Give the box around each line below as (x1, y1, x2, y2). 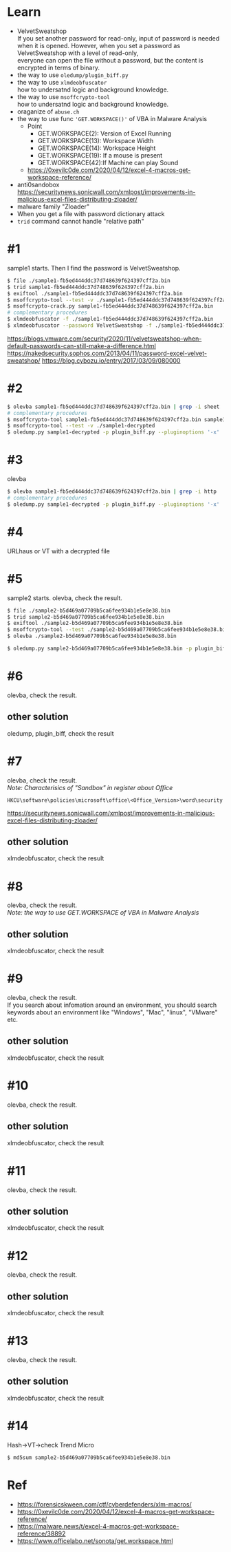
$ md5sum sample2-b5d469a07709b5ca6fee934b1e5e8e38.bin (7, 1454, 170, 1461)
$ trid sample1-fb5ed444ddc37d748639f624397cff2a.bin (7, 284, 165, 290)
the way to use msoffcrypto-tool (16, 92, 110, 100)
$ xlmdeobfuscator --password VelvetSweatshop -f (7, 322, 153, 329)
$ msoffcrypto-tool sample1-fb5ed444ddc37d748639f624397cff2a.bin (7, 416, 201, 423)
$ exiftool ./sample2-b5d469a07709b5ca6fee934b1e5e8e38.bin (7, 620, 184, 627)
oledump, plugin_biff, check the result (7, 729, 114, 737)
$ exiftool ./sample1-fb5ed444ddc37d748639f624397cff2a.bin (7, 290, 184, 297)
